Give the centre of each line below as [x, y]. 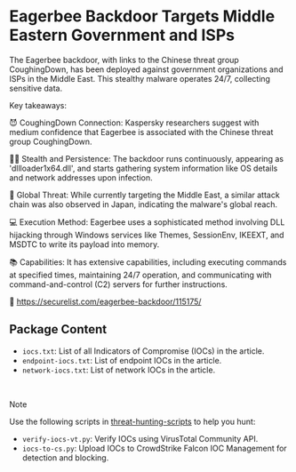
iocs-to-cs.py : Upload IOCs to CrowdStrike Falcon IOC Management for [154, 448]
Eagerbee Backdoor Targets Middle [142, 16]
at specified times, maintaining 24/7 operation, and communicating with [141, 275]
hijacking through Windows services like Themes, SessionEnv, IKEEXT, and [147, 235]
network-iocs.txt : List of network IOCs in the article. [119, 370]
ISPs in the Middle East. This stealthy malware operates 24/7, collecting [140, 78]
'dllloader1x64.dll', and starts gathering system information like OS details [144, 168]
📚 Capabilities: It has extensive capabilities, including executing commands [148, 262]
